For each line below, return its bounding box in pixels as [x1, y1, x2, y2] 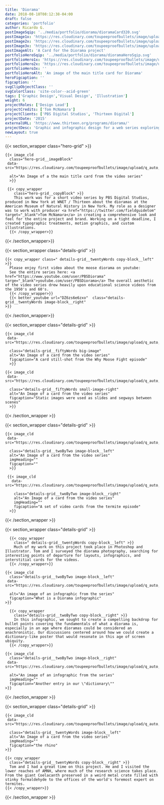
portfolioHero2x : [5, 62, 41, 66]
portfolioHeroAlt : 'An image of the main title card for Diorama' [5, 71, 143, 76]
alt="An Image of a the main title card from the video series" [9, 174, 143, 179]
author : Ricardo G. [5, 25, 45, 30]
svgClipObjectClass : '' [5, 84, 54, 89]
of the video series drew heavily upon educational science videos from [5, 283, 156, 288]
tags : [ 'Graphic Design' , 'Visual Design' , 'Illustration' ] [5, 93, 128, 98]
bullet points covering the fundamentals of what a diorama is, [5, 621, 139, 627]
